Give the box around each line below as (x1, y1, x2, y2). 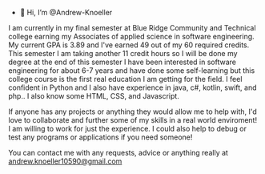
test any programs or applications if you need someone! (8, 132, 193, 142)
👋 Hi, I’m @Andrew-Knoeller (19, 8, 113, 17)
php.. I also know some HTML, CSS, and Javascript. (8, 91, 180, 100)
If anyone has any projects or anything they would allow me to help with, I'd (8, 107, 258, 116)
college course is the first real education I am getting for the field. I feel (8, 75, 243, 83)
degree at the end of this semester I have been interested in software (8, 57, 236, 67)
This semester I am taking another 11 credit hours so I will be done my (8, 49, 238, 58)
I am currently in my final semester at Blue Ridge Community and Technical (8, 23, 256, 32)
